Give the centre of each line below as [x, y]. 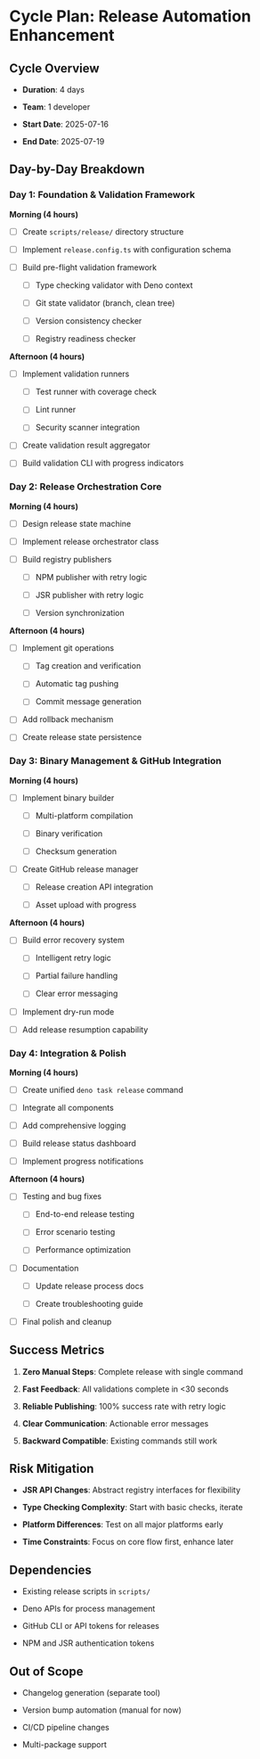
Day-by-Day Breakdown [77, 170]
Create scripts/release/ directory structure [103, 231]
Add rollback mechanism [68, 719]
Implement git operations [68, 648]
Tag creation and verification [88, 666]
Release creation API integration [94, 887]
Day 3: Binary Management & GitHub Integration [115, 761]
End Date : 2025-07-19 [63, 141]
